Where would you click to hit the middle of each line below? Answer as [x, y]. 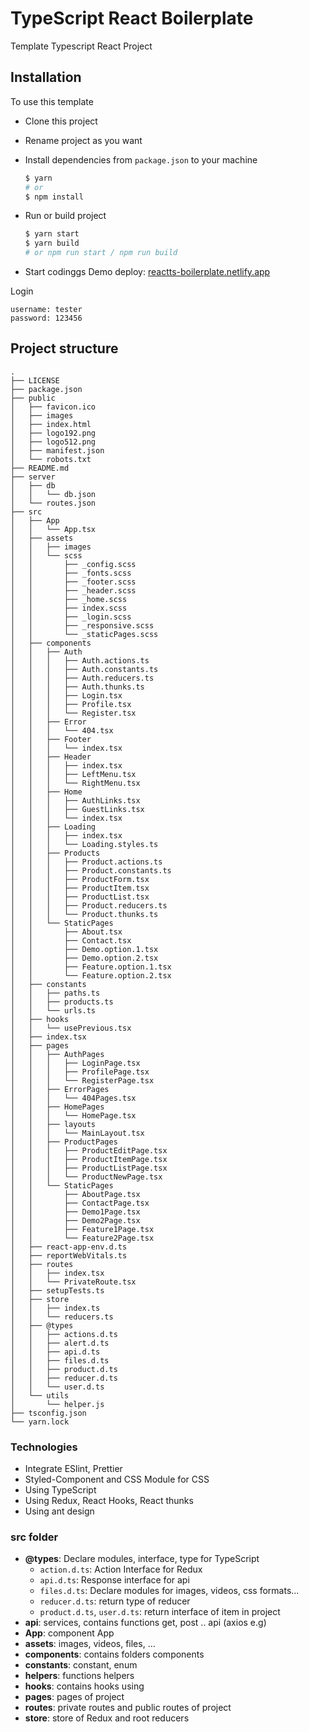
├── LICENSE [35, 380]
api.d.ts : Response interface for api [114, 1580]
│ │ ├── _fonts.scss [71, 573]
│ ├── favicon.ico [53, 407]
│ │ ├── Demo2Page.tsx [75, 1220]
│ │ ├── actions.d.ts [64, 1334]
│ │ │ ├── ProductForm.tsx [80, 879]
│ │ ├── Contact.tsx [71, 940]
